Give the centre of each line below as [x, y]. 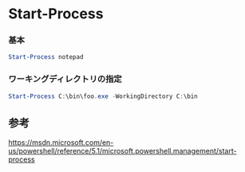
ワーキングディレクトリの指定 [65, 79]
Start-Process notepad [46, 57]
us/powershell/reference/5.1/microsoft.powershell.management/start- [122, 151]
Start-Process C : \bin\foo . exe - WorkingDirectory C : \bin [103, 96]
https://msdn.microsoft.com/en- [61, 143]
